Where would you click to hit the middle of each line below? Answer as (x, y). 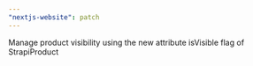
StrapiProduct (34, 51)
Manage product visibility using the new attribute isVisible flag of (126, 42)
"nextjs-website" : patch (54, 17)
